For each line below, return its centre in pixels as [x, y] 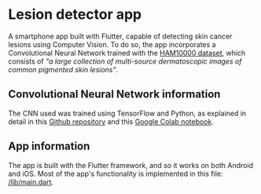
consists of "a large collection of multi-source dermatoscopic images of [125, 61]
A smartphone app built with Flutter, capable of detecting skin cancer [120, 36]
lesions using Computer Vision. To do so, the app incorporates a [112, 44]
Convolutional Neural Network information [114, 95]
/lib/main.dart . [31, 181]
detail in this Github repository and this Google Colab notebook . [111, 121]
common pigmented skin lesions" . [63, 69]
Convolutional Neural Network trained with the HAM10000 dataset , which [127, 53]
